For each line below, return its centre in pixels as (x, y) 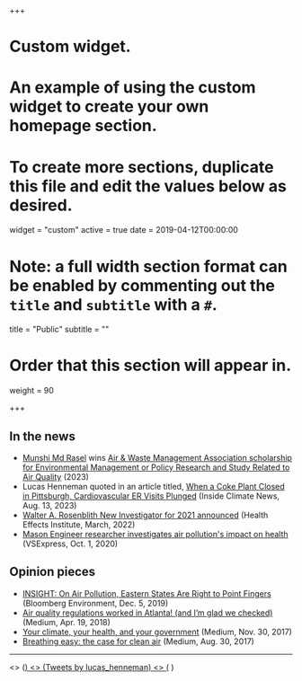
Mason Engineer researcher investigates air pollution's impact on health (155, 534)
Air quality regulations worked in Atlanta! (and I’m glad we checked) (147, 613)
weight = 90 (31, 391)
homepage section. (83, 126)
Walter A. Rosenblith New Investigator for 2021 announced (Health (145, 515)
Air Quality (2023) (56, 477)
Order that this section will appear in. (151, 366)
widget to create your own (109, 106)
